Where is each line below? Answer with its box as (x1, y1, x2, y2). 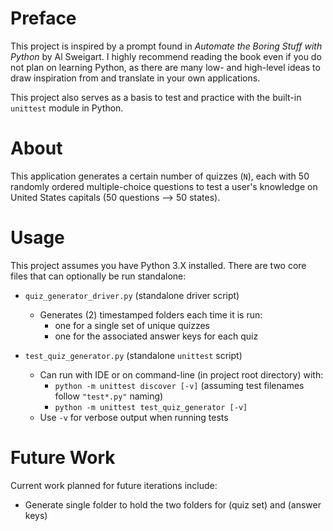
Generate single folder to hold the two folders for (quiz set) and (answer (24, 498, 322, 511)
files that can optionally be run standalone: (10, 270, 187, 282)
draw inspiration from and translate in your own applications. (10, 72, 261, 84)
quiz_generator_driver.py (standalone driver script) (24, 289, 240, 301)
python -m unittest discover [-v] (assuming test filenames (54, 379, 305, 391)
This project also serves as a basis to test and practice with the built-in (10, 91, 302, 103)
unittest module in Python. (10, 102, 124, 114)
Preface (10, 7, 77, 30)
